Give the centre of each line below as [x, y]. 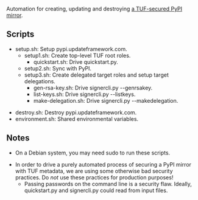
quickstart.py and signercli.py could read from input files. [96, 190]
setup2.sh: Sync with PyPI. [58, 68]
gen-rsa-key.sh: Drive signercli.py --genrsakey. [93, 88]
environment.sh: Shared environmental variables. [77, 119]
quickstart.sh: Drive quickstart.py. [76, 62]
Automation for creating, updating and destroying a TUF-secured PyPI [94, 9]
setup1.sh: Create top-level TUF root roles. [77, 55]
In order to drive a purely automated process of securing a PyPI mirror [103, 164]
